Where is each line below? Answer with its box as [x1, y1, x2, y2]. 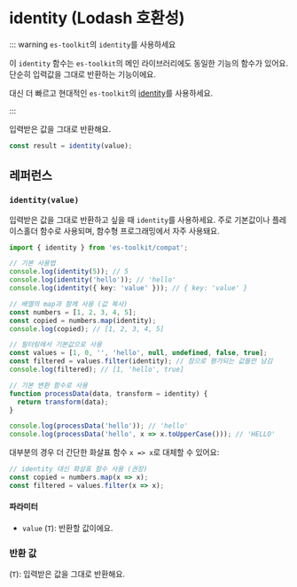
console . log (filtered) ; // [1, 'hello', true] [9, 365, 184, 374]
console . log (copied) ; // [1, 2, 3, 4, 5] [9, 324, 165, 333]
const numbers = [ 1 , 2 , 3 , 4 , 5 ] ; [9, 307, 137, 317]
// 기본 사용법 [9, 259, 56, 268]
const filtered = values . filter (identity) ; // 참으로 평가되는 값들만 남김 [9, 357, 273, 366]
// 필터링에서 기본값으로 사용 [9, 340, 103, 350]
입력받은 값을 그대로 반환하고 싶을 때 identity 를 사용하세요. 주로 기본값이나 [9, 214, 270, 225]
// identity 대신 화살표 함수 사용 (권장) [9, 465, 148, 474]
